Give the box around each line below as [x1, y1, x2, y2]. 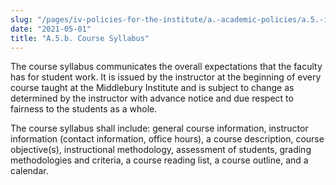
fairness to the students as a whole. [10, 103, 158, 115]
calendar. [10, 165, 49, 177]
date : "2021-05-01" [10, 24, 92, 34]
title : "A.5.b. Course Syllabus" [10, 33, 150, 43]
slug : [10, 14, 33, 25]
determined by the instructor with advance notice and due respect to [10, 92, 294, 105]
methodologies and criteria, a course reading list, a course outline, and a [10, 154, 309, 166]
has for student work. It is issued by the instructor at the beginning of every [10, 71, 322, 83]
